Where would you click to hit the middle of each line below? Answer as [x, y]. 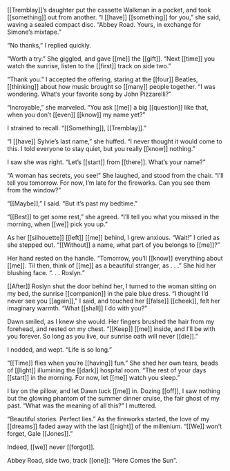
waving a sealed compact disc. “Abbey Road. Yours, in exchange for [104, 24]
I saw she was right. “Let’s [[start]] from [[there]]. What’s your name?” [106, 162]
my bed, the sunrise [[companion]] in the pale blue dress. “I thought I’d [108, 293]
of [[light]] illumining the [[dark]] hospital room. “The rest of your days [107, 370]
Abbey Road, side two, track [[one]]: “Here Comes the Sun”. [92, 460]
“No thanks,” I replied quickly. [49, 45]
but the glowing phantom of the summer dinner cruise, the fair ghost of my [113, 398]
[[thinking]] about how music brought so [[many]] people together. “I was [112, 87]
